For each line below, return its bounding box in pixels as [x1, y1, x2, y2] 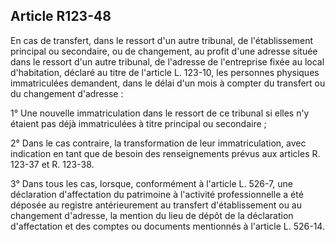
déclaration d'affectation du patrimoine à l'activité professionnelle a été [10, 188, 304, 200]
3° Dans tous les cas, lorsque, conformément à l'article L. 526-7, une [10, 177, 293, 189]
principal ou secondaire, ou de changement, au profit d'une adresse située [10, 45, 318, 57]
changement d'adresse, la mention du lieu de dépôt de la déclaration [10, 209, 294, 221]
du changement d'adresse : [10, 87, 124, 99]
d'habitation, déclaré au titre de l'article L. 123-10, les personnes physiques [10, 66, 320, 78]
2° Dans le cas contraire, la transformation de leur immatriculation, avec [10, 137, 307, 149]
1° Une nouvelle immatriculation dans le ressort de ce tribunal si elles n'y [10, 107, 310, 119]
